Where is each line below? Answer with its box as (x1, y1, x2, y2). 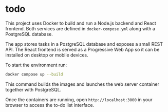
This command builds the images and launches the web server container (5, 81, 159, 87)
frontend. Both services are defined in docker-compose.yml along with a (5, 25, 156, 31)
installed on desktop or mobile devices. (5, 52, 88, 58)
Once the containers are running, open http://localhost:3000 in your (5, 96, 153, 103)
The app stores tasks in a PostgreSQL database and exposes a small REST (5, 41, 163, 47)
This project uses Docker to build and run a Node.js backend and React (5, 20, 157, 26)
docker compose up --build (5, 71, 63, 77)
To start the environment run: (5, 62, 67, 68)
